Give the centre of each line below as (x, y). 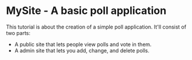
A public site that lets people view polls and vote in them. (83, 44)
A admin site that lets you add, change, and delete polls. (82, 50)
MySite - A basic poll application (86, 11)
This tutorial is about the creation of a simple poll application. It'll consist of (96, 27)
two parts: (18, 33)
